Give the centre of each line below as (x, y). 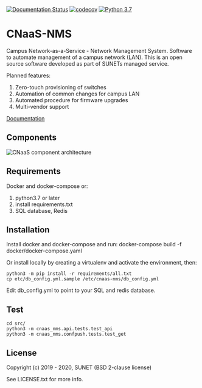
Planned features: (28, 75)
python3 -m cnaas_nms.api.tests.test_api (60, 329)
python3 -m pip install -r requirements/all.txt (69, 274)
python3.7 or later (37, 198)
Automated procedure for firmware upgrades (71, 100)
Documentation (26, 118)
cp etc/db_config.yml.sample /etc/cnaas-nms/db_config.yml (83, 279)
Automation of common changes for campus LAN (77, 94)
